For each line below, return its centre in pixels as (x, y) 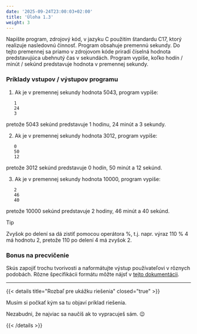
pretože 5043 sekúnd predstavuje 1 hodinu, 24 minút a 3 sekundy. (86, 124)
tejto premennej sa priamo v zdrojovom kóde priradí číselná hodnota (89, 52)
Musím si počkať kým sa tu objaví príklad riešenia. (67, 302)
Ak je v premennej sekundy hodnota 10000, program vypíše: (88, 179)
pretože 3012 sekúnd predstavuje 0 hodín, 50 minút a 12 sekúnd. (84, 168)
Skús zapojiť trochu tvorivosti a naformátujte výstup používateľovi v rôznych (98, 268)
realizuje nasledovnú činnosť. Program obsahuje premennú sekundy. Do (93, 45)
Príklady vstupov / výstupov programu (62, 79)
